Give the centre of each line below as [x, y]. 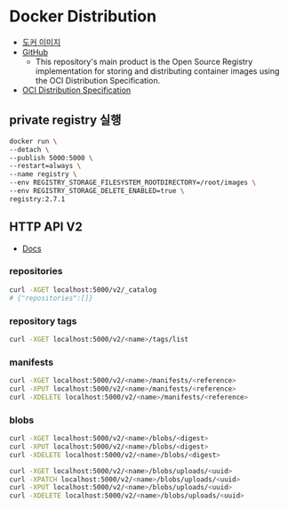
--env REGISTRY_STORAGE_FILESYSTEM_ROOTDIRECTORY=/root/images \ [132, 183]
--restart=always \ [45, 166]
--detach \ [29, 149]
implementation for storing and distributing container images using [157, 71]
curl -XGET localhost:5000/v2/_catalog [83, 290]
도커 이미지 [41, 42]
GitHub [35, 52]
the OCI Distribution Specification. [98, 80]
